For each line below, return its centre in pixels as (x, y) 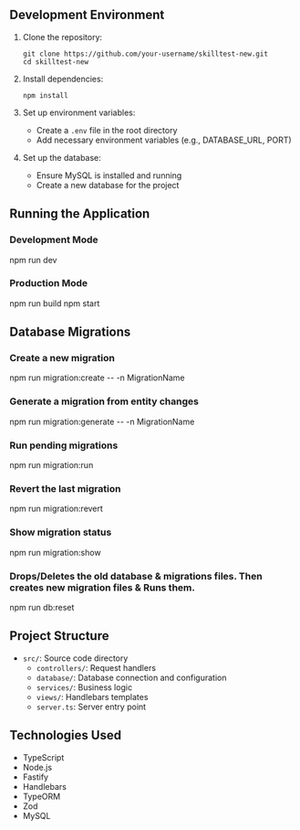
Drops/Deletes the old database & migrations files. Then (136, 576)
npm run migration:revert (56, 509)
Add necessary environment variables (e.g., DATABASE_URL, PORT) (164, 140)
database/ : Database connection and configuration (131, 677)
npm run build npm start (55, 303)
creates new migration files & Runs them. (103, 587)
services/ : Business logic (84, 687)
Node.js (37, 767)
